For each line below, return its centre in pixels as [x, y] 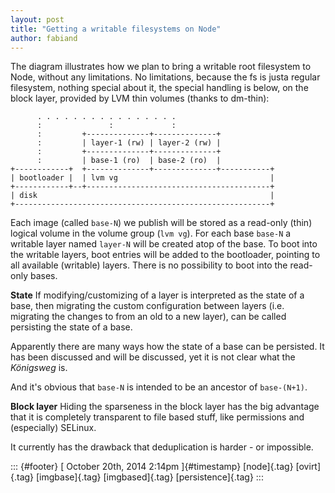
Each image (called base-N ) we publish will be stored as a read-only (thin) [161, 223]
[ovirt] [308, 467]
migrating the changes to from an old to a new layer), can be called [148, 317]
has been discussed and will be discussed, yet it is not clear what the [153, 357]
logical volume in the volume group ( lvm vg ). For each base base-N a [151, 233]
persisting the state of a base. [71, 327]
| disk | [142, 196]
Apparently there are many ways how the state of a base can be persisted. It [167, 347]
